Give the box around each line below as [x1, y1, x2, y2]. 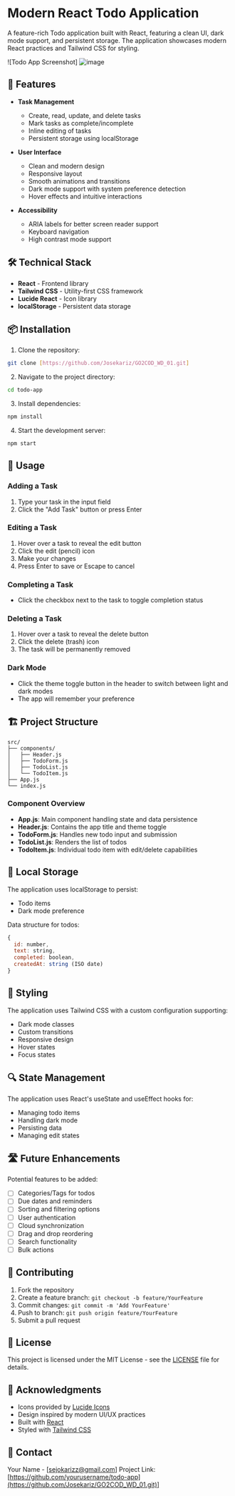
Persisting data [17, 1123, 62, 1132]
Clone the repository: [17, 346, 80, 354]
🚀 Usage [7, 459, 45, 472]
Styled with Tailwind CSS [17, 1425, 91, 1434]
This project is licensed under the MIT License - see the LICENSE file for [7, 1355, 219, 1364]
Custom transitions [17, 1027, 73, 1036]
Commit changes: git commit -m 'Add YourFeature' [17, 1300, 171, 1309]
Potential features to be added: [7, 1175, 98, 1184]
